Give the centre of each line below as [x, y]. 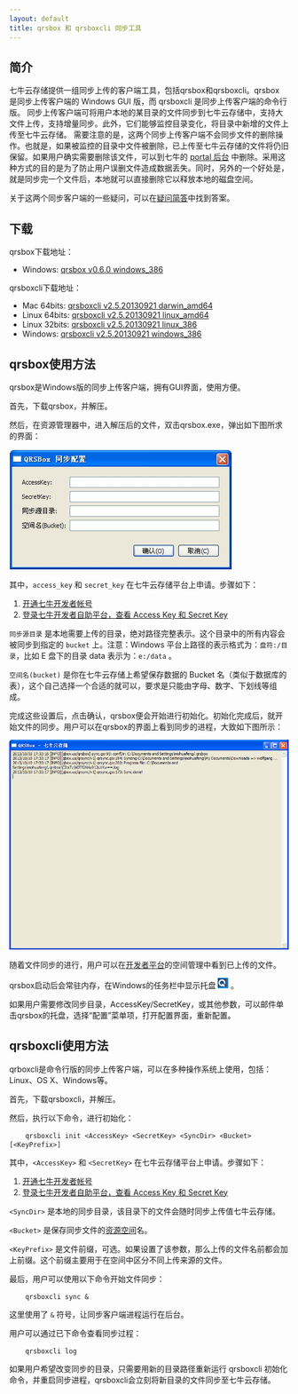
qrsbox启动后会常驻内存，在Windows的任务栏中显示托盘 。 [124, 985]
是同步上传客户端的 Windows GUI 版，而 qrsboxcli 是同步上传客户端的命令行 [149, 101]
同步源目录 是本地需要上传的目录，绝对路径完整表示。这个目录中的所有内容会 [147, 633]
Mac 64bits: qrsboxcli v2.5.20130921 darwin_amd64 [118, 305]
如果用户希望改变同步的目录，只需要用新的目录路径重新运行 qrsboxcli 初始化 [149, 1368]
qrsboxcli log [51, 1351]
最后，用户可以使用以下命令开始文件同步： [87, 1279]
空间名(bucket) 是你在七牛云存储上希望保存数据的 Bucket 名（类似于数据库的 [148, 674]
